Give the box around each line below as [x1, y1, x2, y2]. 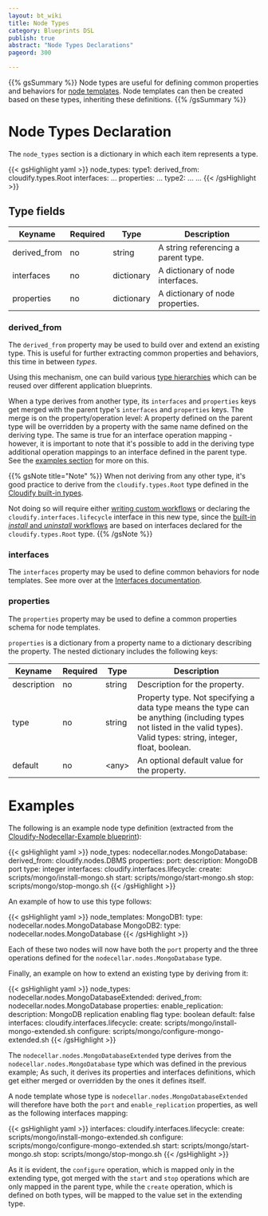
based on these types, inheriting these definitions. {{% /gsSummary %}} [8, 95, 246, 104]
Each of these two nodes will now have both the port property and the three [8, 944, 258, 954]
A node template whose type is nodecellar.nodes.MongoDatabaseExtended [8, 1091, 248, 1101]
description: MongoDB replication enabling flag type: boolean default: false [8, 1009, 255, 1019]
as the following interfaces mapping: [8, 1108, 128, 1118]
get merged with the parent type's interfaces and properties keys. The [8, 405, 244, 415]
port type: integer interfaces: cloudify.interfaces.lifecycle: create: [8, 864, 222, 873]
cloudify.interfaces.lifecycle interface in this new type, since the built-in [8, 512, 257, 522]
